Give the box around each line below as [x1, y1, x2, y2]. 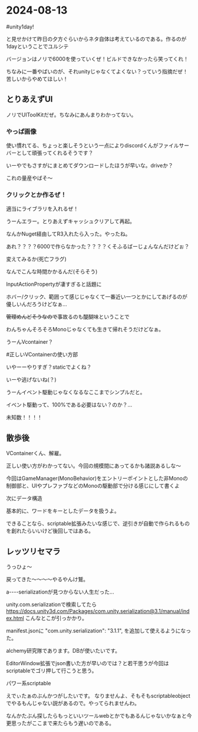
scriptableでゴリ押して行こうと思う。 [6, 667, 97, 674]
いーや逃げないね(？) [6, 376, 57, 383]
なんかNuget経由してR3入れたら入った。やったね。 [6, 230, 131, 237]
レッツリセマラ [6, 546, 61, 556]
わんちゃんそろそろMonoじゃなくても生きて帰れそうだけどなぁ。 [6, 326, 164, 333]
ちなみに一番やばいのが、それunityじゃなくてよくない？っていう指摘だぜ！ [6, 67, 189, 75]
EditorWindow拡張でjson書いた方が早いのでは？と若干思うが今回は [6, 659, 169, 666]
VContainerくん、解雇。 [6, 450, 65, 457]
